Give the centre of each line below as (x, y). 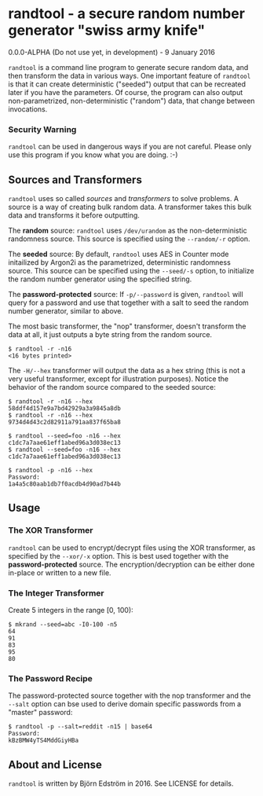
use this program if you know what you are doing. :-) (93, 155)
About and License (55, 764)
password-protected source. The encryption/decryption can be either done (131, 564)
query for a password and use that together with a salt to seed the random (128, 303)
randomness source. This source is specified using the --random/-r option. (129, 239)
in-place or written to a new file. (60, 572)
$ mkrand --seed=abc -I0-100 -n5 (63, 625)
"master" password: (40, 713)
